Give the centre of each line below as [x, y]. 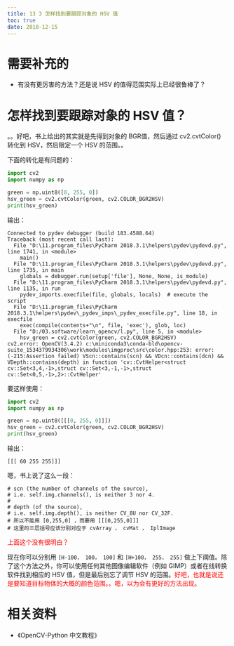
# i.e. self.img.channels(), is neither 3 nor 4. [81, 495]
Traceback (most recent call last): [61, 239]
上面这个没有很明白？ [38, 542]
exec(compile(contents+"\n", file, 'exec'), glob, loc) [103, 325]
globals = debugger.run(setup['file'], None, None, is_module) [114, 276]
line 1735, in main [36, 270]
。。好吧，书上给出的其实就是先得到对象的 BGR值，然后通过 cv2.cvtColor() [114, 136]
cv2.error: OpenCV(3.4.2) [45, 344]
